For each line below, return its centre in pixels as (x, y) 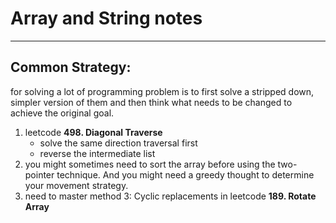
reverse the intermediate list (97, 153)
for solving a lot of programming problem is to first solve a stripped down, (162, 91)
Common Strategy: (71, 67)
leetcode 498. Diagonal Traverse (93, 132)
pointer (39, 174)
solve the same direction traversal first (118, 143)
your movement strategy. (76, 185)
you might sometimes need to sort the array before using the (150, 164)
